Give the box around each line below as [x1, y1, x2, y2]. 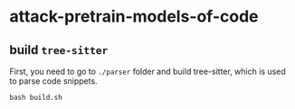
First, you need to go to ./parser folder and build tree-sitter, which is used [9, 66, 287, 77]
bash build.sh [9, 93, 63, 102]
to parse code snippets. [9, 76, 98, 86]
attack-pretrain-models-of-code [9, 6, 259, 27]
